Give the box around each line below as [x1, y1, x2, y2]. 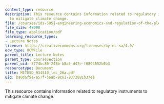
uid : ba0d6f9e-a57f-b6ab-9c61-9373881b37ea [5, 75, 95, 80]
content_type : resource [5, 7, 54, 12]
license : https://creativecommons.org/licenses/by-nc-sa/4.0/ [5, 43, 134, 48]
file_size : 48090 [5, 25, 41, 30]
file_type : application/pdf [5, 30, 62, 35]
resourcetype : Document [5, 66, 54, 71]
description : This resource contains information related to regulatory [5, 12, 156, 17]
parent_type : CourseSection [5, 57, 62, 62]
